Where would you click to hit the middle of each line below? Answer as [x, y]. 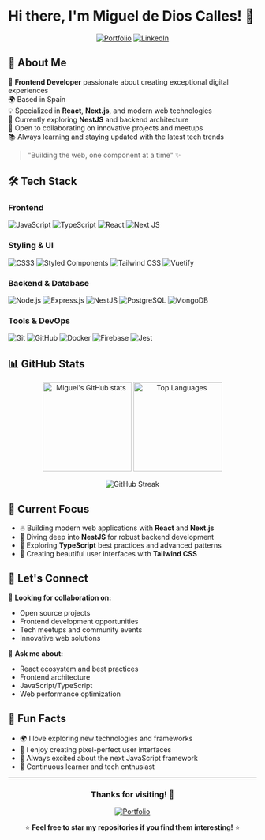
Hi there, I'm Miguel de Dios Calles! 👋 [131, 16]
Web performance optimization [70, 694]
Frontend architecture [55, 677]
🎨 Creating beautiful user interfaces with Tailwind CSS [108, 553]
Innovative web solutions [60, 638]
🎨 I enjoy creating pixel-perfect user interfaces [95, 749]
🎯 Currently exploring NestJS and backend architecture [99, 119]
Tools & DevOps [39, 321]
